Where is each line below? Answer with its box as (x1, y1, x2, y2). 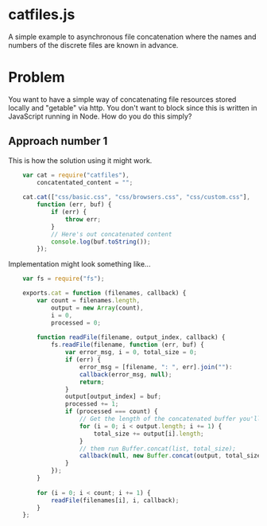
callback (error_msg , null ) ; (79, 370, 172, 379)
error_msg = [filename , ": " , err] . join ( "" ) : (79, 363, 233, 371)
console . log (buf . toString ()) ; (50, 237, 151, 246)
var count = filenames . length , (37, 297, 141, 305)
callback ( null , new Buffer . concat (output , (79, 452, 222, 460)
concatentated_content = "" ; (37, 178, 133, 186)
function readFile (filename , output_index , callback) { (37, 333, 226, 341)
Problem (8, 68, 65, 87)
